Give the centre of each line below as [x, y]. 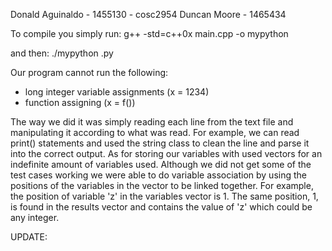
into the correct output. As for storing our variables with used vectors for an [166, 153]
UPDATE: [29, 237]
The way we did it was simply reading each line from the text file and [152, 122]
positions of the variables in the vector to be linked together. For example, [162, 185]
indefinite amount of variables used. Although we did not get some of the [161, 164]
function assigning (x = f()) [80, 102]
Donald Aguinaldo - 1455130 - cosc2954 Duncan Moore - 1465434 [148, 14]
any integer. [35, 217]
